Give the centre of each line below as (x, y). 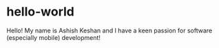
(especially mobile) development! (54, 37)
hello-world (41, 12)
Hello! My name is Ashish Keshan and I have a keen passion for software (109, 30)
